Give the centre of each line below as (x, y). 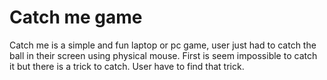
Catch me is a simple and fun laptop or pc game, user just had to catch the (163, 45)
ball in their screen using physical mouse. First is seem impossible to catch (163, 55)
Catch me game (76, 17)
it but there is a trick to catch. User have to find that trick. (127, 66)
